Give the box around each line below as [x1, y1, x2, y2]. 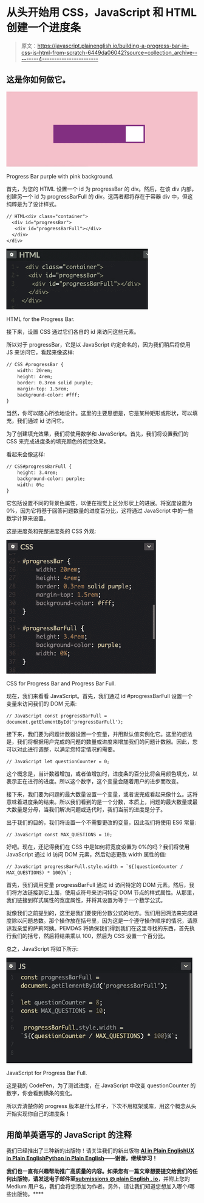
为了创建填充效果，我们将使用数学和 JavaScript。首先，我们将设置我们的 [6, 430, 189, 437]
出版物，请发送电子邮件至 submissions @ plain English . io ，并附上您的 [11, 1175, 190, 1182]
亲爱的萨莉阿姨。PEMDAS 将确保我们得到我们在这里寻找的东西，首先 [16, 925, 190, 932]
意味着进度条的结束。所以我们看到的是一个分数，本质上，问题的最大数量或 [6, 799, 192, 806]
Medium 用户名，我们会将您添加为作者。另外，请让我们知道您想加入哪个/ [6, 1183, 190, 1190]
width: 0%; [17, 482, 45, 488]
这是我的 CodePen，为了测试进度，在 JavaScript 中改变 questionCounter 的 [6, 1082, 196, 1089]
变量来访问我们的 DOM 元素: [6, 700, 77, 707]
